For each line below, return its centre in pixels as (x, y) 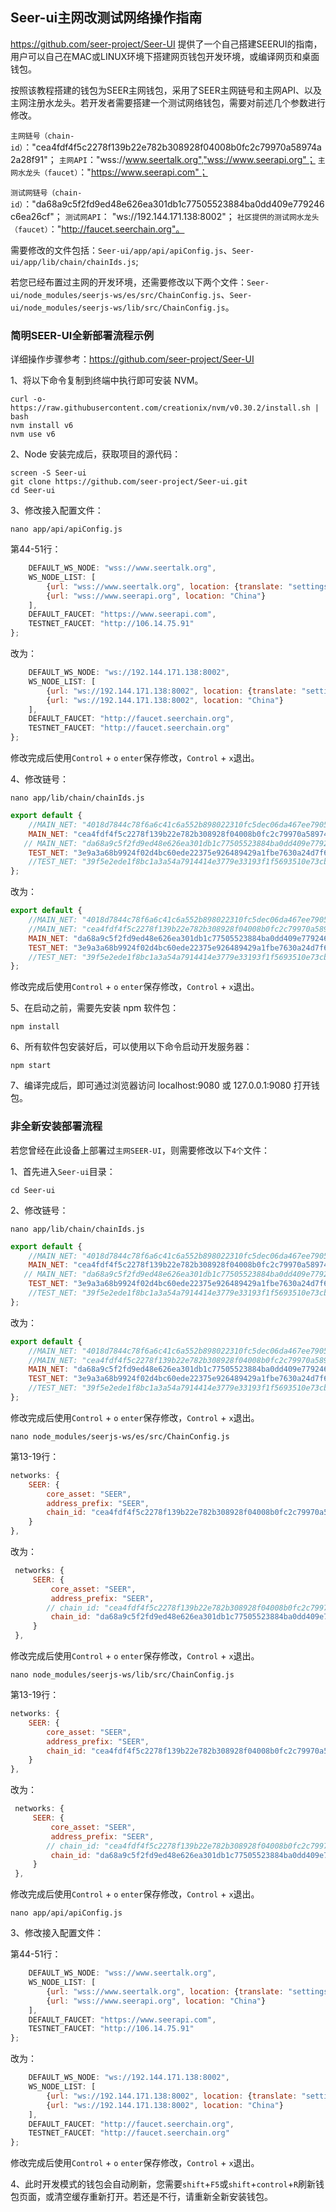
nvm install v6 (42, 426)
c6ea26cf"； (36, 216)
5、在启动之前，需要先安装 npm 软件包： (95, 1008)
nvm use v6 (33, 434)
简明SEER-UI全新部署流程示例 (82, 335)
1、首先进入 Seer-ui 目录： (63, 1171)
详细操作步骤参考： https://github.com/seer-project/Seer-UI (132, 359)
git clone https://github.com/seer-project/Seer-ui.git (129, 482)
